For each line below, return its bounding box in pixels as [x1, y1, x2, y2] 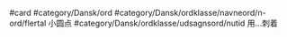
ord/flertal [9, 18, 47, 28]
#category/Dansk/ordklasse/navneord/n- [113, 8, 267, 18]
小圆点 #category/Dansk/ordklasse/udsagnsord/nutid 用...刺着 [48, 18, 278, 28]
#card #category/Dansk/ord [9, 8, 112, 18]
